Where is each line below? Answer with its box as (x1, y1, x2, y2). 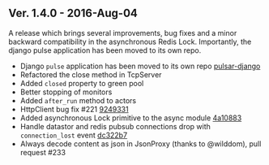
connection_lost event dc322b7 (19, 130, 128, 140)
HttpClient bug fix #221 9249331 (19, 104, 129, 114)
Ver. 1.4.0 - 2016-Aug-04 (8, 7, 138, 20)
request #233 (19, 147, 66, 157)
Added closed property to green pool (19, 78, 144, 88)
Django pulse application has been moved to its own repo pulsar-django (19, 61, 261, 71)
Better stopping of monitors (19, 87, 113, 97)
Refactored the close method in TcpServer (19, 69, 162, 80)
